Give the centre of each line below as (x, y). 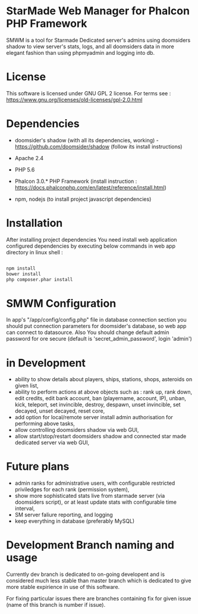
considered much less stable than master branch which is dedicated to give (99, 581)
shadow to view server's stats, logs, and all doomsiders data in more (90, 46)
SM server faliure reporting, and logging (64, 515)
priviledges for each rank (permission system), (72, 490)
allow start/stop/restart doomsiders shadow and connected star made (100, 437)
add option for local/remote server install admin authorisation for (94, 417)
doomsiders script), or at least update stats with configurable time (96, 502)
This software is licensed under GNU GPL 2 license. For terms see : (89, 93)
